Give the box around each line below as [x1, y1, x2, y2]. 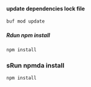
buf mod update [6, 18, 45, 24]
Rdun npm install [6, 31, 51, 39]
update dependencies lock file [6, 5, 86, 12]
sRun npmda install [6, 61, 65, 69]
